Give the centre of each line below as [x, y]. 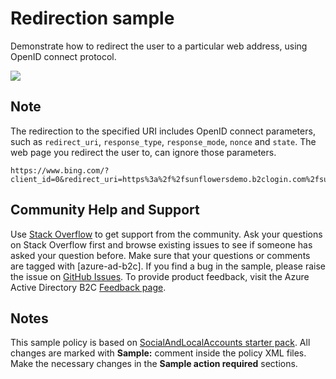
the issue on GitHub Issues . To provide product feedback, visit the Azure [160, 276]
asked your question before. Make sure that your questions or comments [160, 255]
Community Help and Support [105, 210]
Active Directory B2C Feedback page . [88, 287]
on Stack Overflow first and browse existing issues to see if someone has [161, 244]
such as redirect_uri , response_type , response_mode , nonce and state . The [163, 141]
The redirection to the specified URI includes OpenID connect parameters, [163, 131]
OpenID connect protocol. [63, 56]
